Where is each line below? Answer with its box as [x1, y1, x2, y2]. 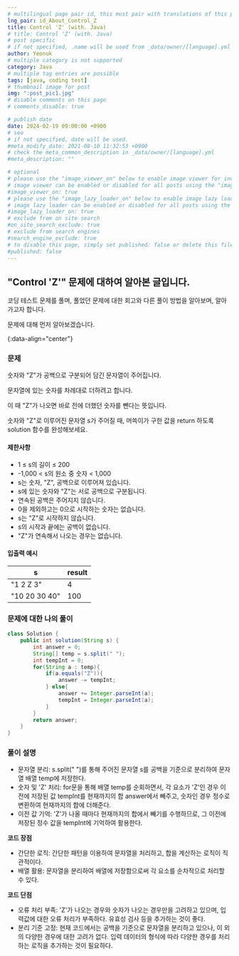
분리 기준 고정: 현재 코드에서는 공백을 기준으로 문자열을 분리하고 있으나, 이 [17, 923, 223, 933]
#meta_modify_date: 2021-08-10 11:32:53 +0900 [7, 142, 148, 149]
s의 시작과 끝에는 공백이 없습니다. [17, 522, 111, 531]
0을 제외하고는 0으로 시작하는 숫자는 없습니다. [17, 505, 146, 513]
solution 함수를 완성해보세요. [7, 425, 87, 434]
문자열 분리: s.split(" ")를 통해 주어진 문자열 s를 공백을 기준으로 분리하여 [17, 765, 218, 774]
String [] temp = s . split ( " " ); [33, 650, 126, 657]
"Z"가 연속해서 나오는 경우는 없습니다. [17, 531, 123, 540]
